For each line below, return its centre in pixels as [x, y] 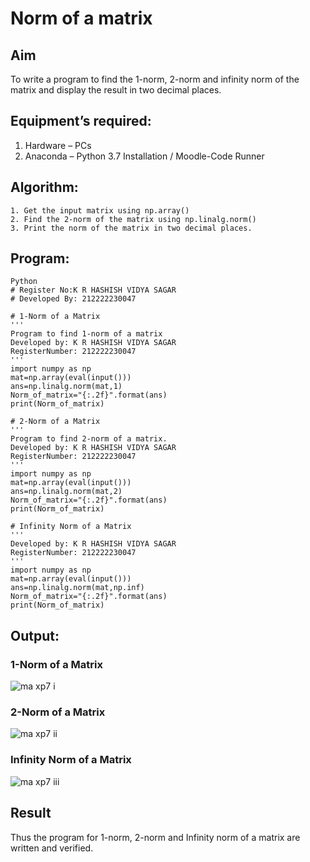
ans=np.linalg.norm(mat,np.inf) [77, 588]
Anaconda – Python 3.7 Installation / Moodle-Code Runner [144, 156]
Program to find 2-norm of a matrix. [89, 439]
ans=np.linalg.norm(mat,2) [66, 492]
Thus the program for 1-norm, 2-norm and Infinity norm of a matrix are [155, 837]
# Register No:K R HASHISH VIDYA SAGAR [93, 290]
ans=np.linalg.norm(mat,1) [66, 387]
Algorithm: [44, 187]
